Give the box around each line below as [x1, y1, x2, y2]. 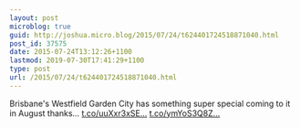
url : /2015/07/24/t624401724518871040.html [9, 73, 178, 82]
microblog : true [9, 22, 71, 31]
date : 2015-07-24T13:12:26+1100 [9, 48, 132, 57]
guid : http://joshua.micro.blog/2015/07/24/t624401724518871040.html [9, 30, 280, 39]
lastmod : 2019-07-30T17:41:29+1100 [9, 56, 145, 65]
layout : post [9, 13, 59, 23]
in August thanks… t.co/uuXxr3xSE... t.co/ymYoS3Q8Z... [9, 107, 221, 119]
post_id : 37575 [9, 38, 67, 48]
